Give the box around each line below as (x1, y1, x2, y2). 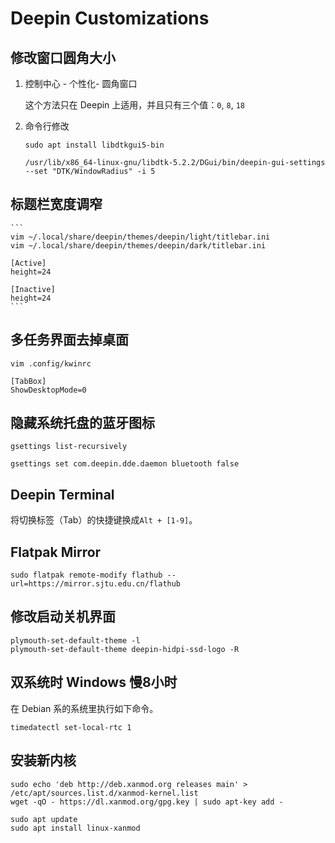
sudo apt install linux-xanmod (10, 823, 141, 833)
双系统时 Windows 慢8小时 (10, 674, 178, 691)
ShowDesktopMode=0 (10, 385, 87, 395)
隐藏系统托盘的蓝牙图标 (10, 415, 155, 432)
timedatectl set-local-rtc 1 (10, 722, 132, 732)
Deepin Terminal (10, 486, 115, 503)
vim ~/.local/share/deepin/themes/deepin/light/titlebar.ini (10, 232, 271, 242)
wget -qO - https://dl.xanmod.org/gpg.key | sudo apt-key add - (10, 797, 284, 807)
